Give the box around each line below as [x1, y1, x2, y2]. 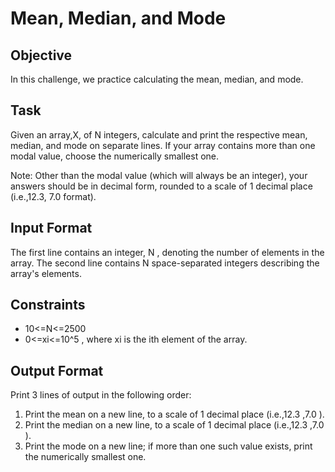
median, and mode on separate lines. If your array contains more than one [10, 139, 316, 151]
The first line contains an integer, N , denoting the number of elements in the [10, 246, 325, 258]
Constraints [10, 297, 86, 314]
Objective [10, 47, 73, 64]
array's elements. [10, 267, 82, 279]
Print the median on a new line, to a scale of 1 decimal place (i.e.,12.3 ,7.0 [24, 419, 325, 431]
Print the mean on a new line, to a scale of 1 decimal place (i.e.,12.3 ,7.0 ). [24, 408, 325, 421]
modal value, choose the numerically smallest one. [10, 150, 220, 162]
